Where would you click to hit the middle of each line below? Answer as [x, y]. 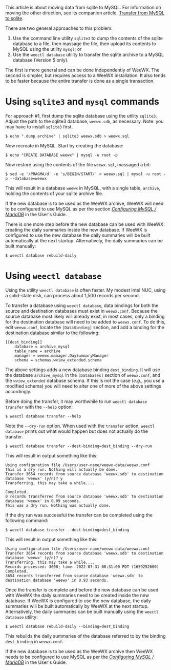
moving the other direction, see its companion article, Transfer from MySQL [85, 13]
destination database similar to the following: [52, 333]
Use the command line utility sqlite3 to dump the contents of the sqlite [88, 38]
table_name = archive [37, 351]
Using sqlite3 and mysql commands [82, 102]
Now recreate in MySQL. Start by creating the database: [65, 145]
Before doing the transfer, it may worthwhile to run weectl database [76, 401]
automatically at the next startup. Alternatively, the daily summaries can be [84, 240]
